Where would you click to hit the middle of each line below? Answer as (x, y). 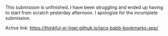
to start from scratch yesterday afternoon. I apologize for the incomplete (81, 13)
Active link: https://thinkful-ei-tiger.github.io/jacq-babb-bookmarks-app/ (82, 28)
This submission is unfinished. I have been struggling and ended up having (84, 7)
